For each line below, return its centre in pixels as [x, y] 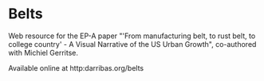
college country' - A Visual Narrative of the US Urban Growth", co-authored [132, 44]
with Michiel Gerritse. [43, 52]
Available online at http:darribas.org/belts [76, 67]
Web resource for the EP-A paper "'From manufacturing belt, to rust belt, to [132, 36]
